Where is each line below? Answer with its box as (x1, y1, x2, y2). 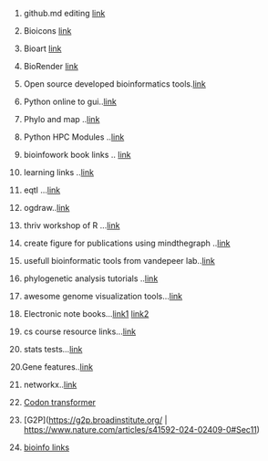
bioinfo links (23, 442, 70, 453)
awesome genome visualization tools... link (23, 291, 183, 301)
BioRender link (23, 61, 78, 71)
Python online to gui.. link (23, 96, 117, 107)
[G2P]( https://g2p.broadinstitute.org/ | (23, 414, 168, 425)
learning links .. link (23, 167, 95, 177)
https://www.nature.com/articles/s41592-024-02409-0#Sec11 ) (23, 424, 261, 435)
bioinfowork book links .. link (23, 150, 131, 160)
